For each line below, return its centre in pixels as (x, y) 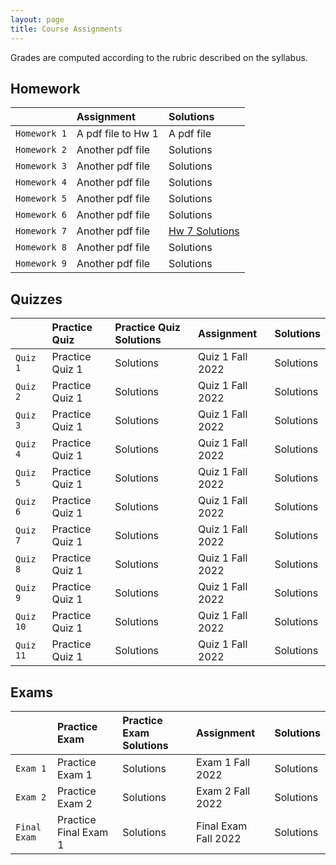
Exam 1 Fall (223, 762)
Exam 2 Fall (223, 791)
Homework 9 (41, 264)
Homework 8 (41, 247)
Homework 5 (41, 199)
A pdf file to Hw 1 (117, 134)
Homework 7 (41, 231)
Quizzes (36, 299)
